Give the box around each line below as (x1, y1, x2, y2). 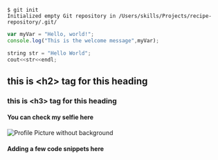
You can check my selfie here (7, 113, 93, 121)
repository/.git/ (7, 19, 57, 26)
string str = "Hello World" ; (7, 49, 91, 57)
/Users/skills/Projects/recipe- (118, 12, 212, 19)
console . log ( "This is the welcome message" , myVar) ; (7, 37, 159, 44)
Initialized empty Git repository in (7, 12, 116, 19)
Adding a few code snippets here (7, 144, 105, 152)
